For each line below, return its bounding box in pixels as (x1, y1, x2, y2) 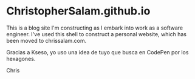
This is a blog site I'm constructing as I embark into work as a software (6, 24, 183, 31)
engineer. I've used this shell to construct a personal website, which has (6, 30, 187, 37)
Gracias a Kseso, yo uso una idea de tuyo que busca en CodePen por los (6, 48, 189, 55)
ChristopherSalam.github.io (6, 4, 151, 18)
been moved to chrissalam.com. (6, 37, 87, 44)
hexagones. (6, 55, 36, 62)
